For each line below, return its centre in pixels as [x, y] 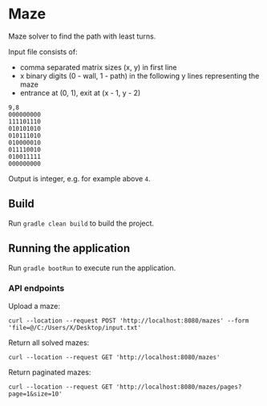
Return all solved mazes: [49, 343]
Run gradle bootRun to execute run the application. [92, 268]
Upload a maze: [34, 306]
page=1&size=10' [35, 394]
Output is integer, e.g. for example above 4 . [79, 178]
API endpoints [36, 288]
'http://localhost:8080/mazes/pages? [179, 387]
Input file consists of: [43, 51]
